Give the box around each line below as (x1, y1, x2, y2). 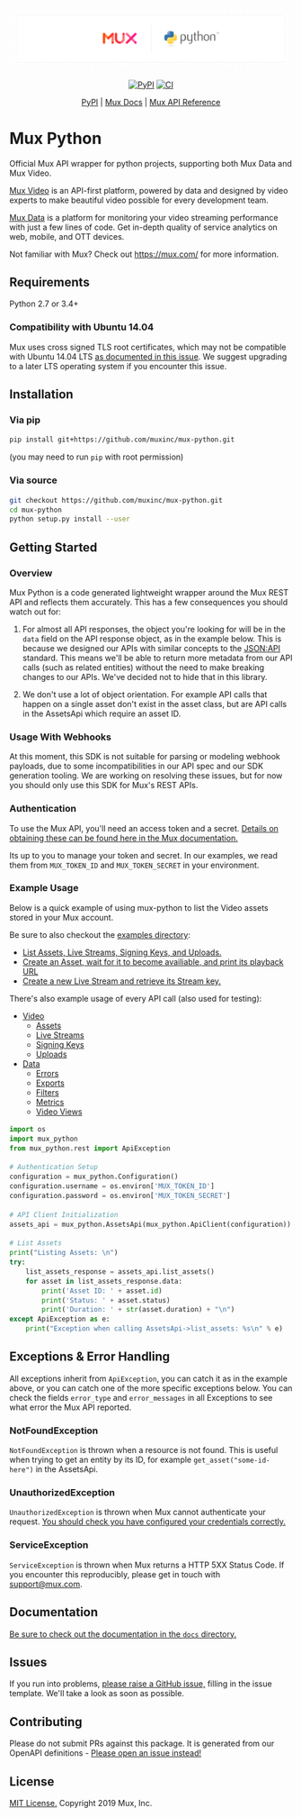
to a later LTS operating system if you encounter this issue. (9, 360, 227, 371)
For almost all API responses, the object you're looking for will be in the (22, 623, 286, 634)
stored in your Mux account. (9, 912, 114, 922)
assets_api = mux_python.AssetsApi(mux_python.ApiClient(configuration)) (9, 1220, 292, 1229)
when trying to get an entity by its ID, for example (9, 1454, 192, 1466)
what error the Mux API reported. (9, 1402, 132, 1413)
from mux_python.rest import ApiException (9, 1143, 171, 1153)
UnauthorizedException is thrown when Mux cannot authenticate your (9, 1507, 267, 1518)
